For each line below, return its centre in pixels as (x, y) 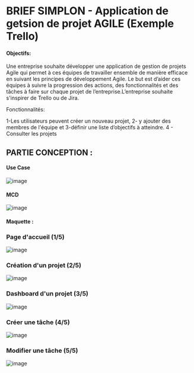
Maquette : (20, 221)
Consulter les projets (32, 134)
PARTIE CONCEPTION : (50, 152)
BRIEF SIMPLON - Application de (88, 11)
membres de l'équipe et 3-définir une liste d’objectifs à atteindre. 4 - (90, 128)
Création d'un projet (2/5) (44, 265)
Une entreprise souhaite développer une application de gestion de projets (96, 66)
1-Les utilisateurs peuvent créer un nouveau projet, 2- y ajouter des (88, 121)
